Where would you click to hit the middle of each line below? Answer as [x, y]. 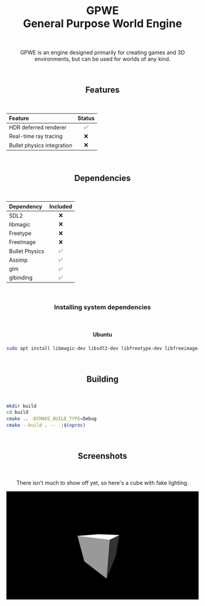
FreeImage [22, 242]
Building [103, 379]
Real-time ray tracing [36, 136]
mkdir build [21, 406]
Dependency [26, 206]
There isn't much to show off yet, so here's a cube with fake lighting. [103, 482]
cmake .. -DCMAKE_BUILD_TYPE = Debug [52, 419]
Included [61, 206]
